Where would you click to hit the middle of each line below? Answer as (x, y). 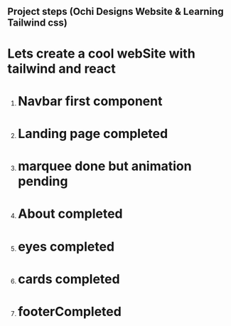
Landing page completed (93, 133)
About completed (70, 214)
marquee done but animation (104, 166)
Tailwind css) (37, 23)
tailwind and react (61, 69)
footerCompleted (70, 311)
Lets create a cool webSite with (101, 53)
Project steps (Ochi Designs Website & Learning (116, 12)
